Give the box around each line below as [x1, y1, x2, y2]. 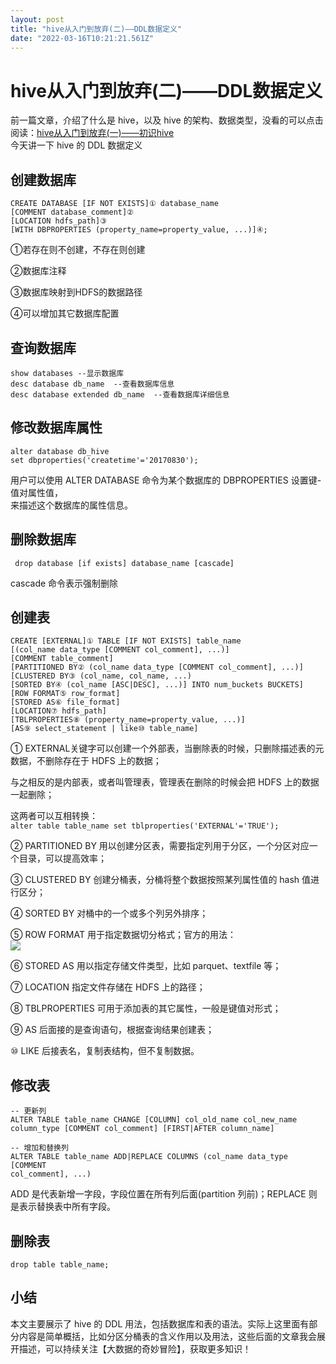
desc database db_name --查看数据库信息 [10, 379, 175, 389]
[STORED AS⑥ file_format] [10, 697, 121, 708]
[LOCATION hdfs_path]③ [10, 216, 107, 226]
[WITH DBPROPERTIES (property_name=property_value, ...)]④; [10, 225, 268, 235]
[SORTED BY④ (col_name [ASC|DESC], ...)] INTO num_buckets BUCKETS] [10, 680, 304, 690]
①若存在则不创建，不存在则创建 [10, 244, 146, 256]
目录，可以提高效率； [18, 852, 107, 865]
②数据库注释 [10, 265, 67, 277]
